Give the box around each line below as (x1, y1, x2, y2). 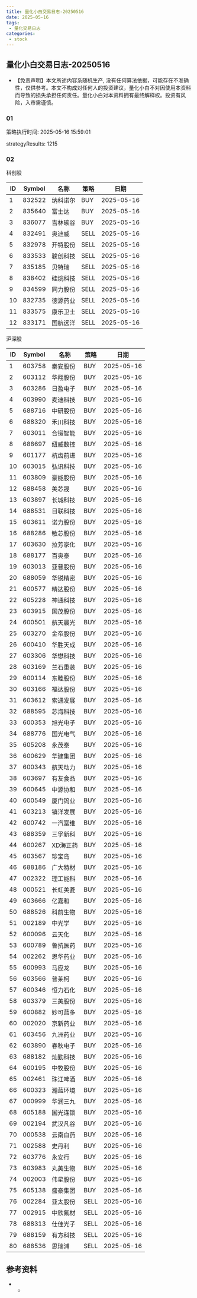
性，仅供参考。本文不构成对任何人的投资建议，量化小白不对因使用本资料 (14, 84, 191, 91)
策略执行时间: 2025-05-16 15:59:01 (6, 128, 91, 135)
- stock (8, 36, 28, 42)
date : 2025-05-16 (6, 14, 49, 20)
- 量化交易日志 (8, 25, 41, 31)
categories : (6, 31, 35, 37)
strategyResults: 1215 (6, 140, 58, 147)
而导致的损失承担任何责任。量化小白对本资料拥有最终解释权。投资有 (14, 91, 181, 99)
